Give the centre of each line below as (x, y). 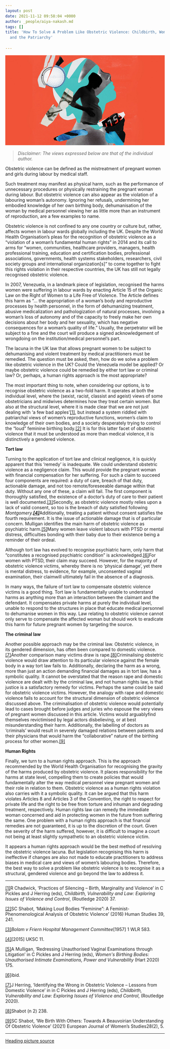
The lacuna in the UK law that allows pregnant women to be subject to (78, 349)
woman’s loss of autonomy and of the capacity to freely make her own (78, 317)
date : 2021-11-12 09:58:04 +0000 (40, 16)
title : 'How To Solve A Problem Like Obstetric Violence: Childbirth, (81, 32)
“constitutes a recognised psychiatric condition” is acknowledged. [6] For (80, 555)
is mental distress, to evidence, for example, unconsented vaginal (74, 571)
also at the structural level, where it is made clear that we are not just (77, 407)
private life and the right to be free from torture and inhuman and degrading (84, 804)
